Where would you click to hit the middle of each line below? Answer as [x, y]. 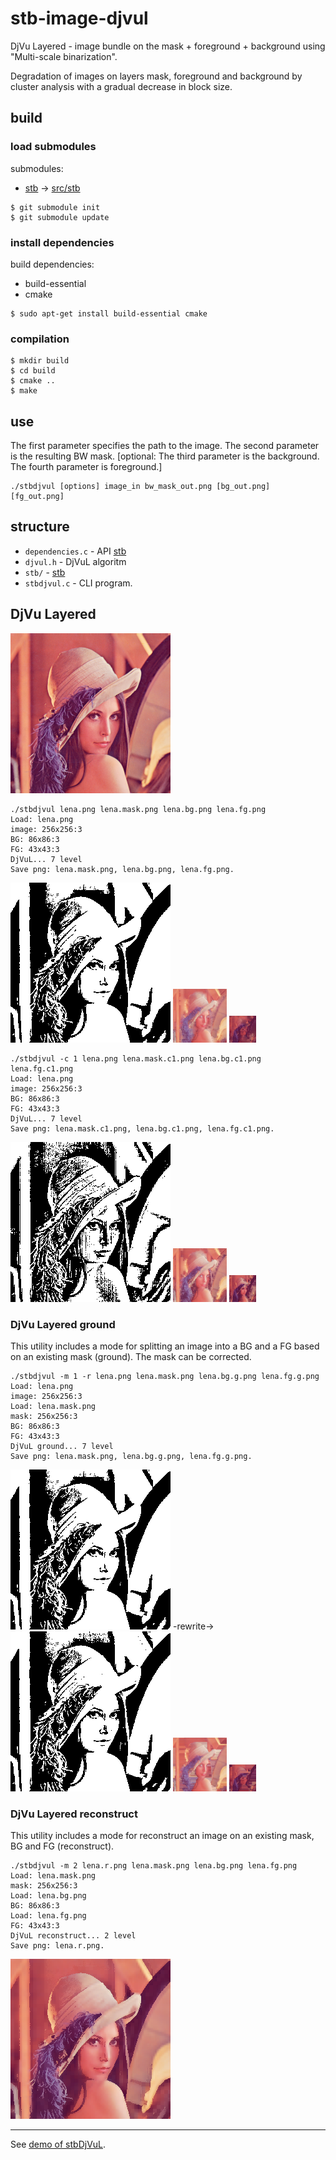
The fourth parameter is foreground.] [86, 467]
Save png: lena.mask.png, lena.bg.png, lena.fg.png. [122, 869]
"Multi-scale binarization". [64, 56]
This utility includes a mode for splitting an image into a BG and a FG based [165, 1346]
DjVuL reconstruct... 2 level [73, 1936]
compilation [40, 339]
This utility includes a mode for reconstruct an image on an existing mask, [162, 1836]
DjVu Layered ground [63, 1324]
